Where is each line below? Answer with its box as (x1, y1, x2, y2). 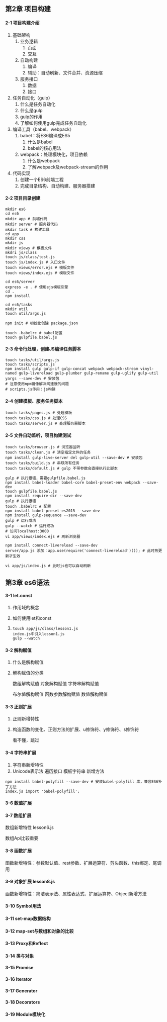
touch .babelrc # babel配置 (5, 330, 63, 335)
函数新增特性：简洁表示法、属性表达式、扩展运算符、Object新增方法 (5, 890, 147, 896)
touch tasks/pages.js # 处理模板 (5, 410, 72, 416)
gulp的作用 (20, 114, 43, 120)
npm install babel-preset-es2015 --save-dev (5, 508, 100, 514)
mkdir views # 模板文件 (5, 245, 52, 250)
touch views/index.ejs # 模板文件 (5, 270, 74, 275)
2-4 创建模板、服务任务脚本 (5, 398, 63, 404)
